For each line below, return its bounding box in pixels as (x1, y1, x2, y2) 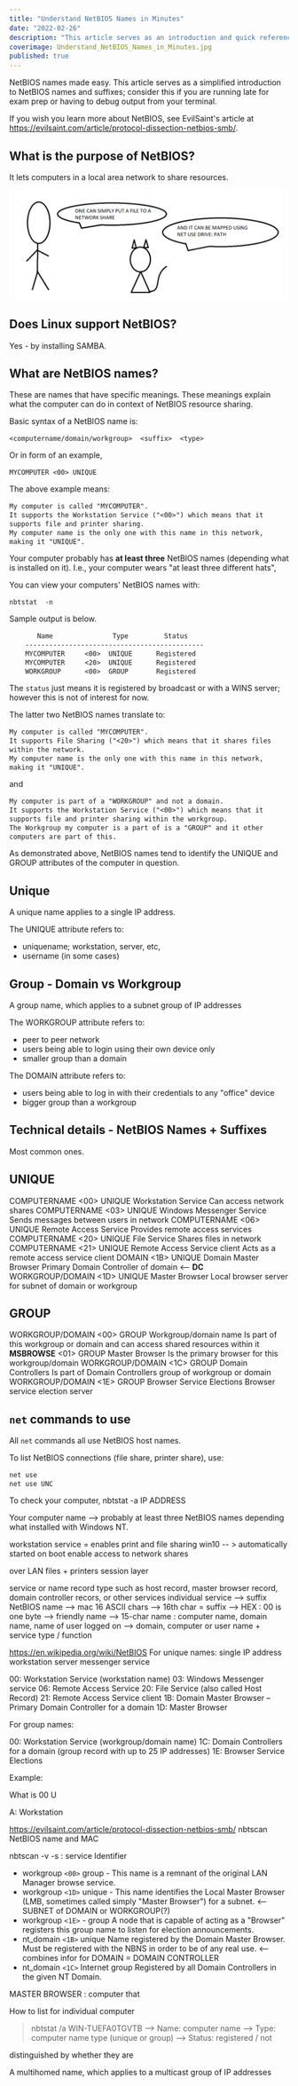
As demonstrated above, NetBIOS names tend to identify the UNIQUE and (9, 848, 278, 859)
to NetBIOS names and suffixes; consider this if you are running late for (9, 87, 270, 98)
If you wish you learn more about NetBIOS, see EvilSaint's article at (9, 114, 255, 124)
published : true (9, 51, 69, 61)
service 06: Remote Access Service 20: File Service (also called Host (9, 1683, 263, 1694)
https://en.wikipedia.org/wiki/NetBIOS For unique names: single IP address (9, 1647, 282, 1658)
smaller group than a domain (21, 1053, 127, 1064)
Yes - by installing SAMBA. (9, 340, 107, 350)
